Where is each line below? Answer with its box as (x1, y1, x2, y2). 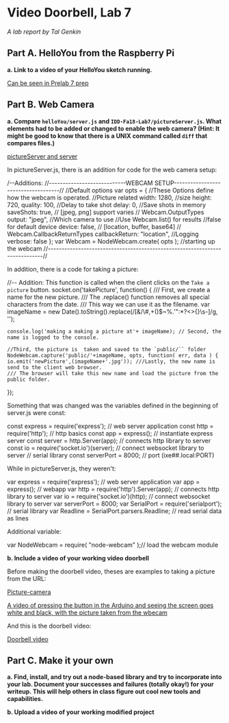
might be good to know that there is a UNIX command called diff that (7, 132, 208, 140)
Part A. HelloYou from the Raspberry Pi (7, 47, 175, 59)
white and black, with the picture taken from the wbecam (7, 608, 167, 617)
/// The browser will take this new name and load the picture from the (7, 370, 219, 377)
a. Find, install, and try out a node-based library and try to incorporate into (7, 673, 222, 681)
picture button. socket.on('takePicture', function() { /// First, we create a (7, 285, 211, 294)
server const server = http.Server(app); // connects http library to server (7, 436, 211, 445)
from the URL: (7, 574, 46, 582)
